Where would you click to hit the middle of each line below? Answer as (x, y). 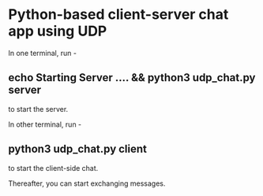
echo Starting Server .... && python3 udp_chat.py (132, 78)
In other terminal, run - (45, 124)
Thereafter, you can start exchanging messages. (87, 183)
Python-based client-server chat (118, 15)
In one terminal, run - (43, 53)
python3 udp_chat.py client (78, 149)
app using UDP (58, 31)
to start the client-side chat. (53, 168)
